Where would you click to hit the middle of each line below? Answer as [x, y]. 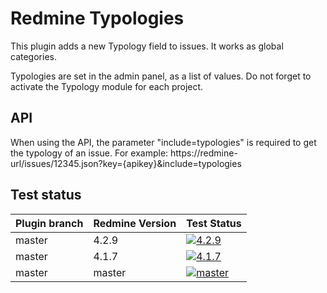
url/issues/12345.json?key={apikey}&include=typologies [126, 163]
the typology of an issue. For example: [89, 153]
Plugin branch [49, 223]
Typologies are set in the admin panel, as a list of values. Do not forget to [161, 76]
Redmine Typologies [97, 18]
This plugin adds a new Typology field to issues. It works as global [147, 46]
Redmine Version [135, 223]
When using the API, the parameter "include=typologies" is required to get [163, 142]
